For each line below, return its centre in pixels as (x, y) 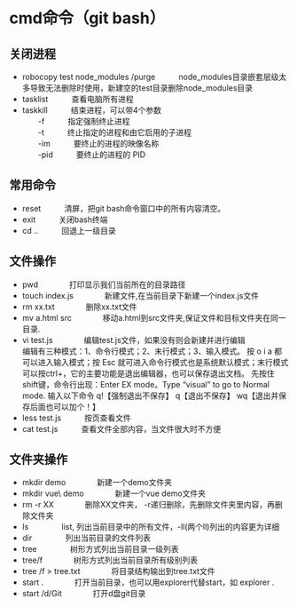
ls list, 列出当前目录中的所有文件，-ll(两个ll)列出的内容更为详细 (151, 527)
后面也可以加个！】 (65, 406)
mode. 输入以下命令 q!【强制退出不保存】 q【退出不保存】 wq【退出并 (150, 395)
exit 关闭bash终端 (65, 220)
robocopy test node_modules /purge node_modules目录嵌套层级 (150, 77)
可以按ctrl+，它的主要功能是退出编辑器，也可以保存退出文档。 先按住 (148, 373)
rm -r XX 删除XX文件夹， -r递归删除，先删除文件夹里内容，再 (148, 505)
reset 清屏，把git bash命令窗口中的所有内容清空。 (124, 208)
